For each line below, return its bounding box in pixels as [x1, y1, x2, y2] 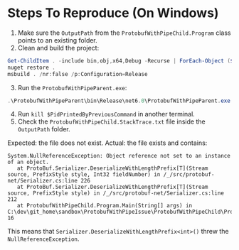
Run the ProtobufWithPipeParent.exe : [17, 83, 127, 92]
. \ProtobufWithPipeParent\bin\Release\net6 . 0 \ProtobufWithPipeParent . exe [7, 97, 231, 104]
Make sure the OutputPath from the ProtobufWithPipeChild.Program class [17, 28, 231, 37]
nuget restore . [7, 64, 55, 71]
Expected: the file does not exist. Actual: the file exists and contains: [7, 138, 208, 147]
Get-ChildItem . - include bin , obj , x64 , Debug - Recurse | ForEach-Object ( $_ [7, 57, 237, 65]
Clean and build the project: [17, 43, 100, 52]
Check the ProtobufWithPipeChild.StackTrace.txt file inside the [17, 117, 206, 126]
